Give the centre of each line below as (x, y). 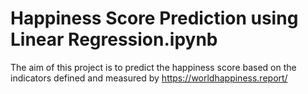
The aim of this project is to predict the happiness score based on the (153, 67)
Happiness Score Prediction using (154, 18)
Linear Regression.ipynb (114, 39)
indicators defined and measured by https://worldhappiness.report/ (149, 78)
